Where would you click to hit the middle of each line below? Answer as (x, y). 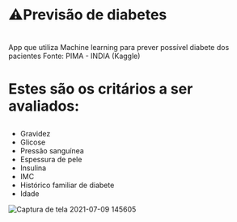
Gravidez (35, 133)
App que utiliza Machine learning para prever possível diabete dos (119, 48)
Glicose (33, 142)
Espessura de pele (51, 159)
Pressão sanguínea (52, 150)
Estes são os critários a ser (101, 88)
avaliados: (44, 106)
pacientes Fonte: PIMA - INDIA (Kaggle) (74, 56)
